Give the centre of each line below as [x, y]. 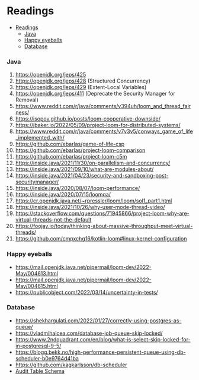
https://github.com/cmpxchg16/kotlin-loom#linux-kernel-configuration [101, 239]
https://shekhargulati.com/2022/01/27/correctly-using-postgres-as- [98, 320]
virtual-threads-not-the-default [53, 220]
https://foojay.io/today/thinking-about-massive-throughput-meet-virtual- [104, 226]
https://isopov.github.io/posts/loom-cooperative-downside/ [88, 119]
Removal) [27, 100]
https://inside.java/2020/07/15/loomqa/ [63, 195]
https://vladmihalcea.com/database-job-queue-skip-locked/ [89, 333]
